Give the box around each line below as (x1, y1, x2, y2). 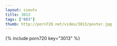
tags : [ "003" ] (5, 17, 35, 22)
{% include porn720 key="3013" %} (5, 35, 80, 41)
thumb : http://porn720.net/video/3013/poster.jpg (5, 21, 112, 27)
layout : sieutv (5, 7, 37, 13)
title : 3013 (5, 12, 30, 17)
